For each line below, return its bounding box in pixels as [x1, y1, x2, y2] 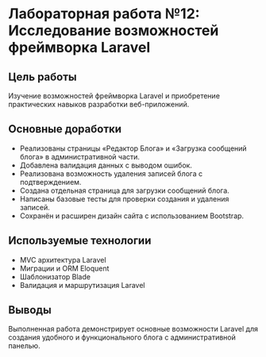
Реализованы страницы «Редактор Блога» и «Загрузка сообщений [19, 144, 248, 153]
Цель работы [8, 70, 77, 83]
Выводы [8, 303, 52, 317]
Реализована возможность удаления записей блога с [19, 168, 203, 178]
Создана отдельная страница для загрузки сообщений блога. [19, 186, 230, 195]
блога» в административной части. [19, 152, 141, 161]
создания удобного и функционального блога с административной [8, 332, 236, 342]
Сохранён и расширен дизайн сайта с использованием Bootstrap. [19, 211, 245, 221]
